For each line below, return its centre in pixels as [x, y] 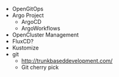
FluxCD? [23, 41]
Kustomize [25, 48]
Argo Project [28, 15]
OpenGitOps [28, 9]
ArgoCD [31, 22]
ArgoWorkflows [41, 28]
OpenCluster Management [45, 35]
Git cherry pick [40, 67]
